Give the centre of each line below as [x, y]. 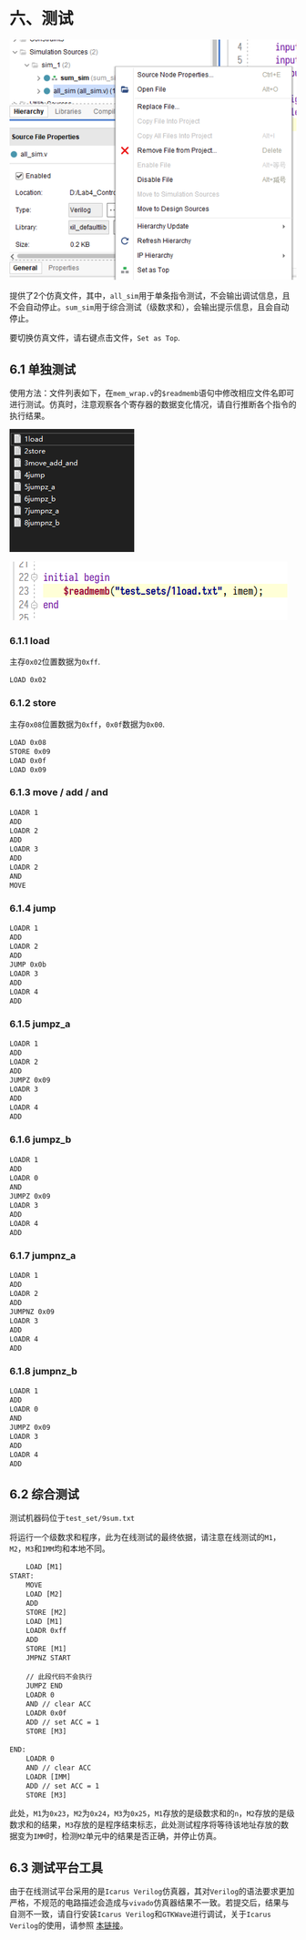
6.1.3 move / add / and [59, 792]
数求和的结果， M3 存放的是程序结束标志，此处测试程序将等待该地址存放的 [145, 1825]
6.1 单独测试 [43, 369]
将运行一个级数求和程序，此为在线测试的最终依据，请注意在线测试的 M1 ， [145, 1537]
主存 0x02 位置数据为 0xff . [55, 662]
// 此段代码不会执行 [59, 1677]
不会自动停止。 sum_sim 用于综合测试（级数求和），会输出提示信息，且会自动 [149, 307]
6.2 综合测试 [45, 1494]
